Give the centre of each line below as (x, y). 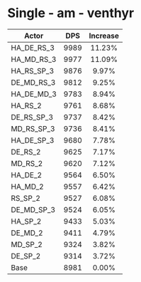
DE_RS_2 (26, 152)
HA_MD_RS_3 (34, 59)
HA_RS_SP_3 (33, 70)
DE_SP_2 (26, 256)
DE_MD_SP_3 (33, 209)
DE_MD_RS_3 (33, 82)
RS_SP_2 (26, 198)
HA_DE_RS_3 (33, 48)
